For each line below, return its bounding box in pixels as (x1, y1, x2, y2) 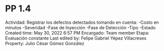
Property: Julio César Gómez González (5, 40, 85, 46)
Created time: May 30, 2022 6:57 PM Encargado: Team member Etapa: (5, 30, 150, 36)
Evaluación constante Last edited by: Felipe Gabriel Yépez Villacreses (5, 35, 147, 41)
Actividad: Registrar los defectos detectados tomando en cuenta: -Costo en (5, 19, 159, 25)
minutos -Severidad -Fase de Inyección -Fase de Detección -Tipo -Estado (5, 24, 156, 30)
